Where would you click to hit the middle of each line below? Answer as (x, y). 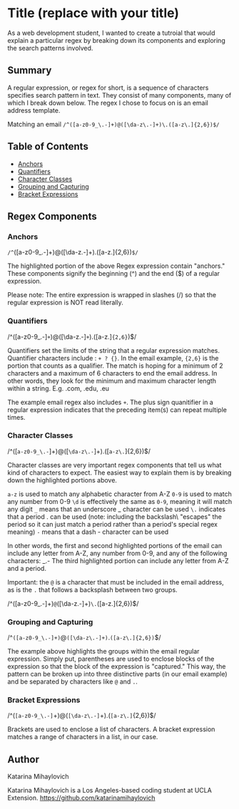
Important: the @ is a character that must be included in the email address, (116, 582)
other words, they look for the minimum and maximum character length (112, 381)
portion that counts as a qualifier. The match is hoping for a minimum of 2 (115, 366)
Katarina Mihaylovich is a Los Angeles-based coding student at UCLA (110, 790)
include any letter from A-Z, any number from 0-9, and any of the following (117, 553)
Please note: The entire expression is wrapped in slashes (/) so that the (112, 295)
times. (16, 417)
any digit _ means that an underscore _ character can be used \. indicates (117, 509)
